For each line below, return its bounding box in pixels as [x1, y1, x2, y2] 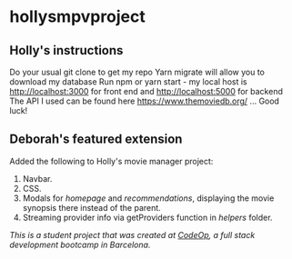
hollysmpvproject [9, 6, 146, 27]
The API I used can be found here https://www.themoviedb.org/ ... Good [9, 95, 280, 106]
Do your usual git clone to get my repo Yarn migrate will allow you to [9, 66, 266, 77]
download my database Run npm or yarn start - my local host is [9, 76, 247, 87]
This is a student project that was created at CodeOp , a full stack [9, 229, 256, 240]
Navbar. [22, 173, 53, 184]
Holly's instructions [9, 43, 124, 58]
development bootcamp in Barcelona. [9, 239, 151, 250]
